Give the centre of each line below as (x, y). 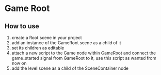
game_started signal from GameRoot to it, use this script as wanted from (84, 58)
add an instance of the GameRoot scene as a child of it (66, 43)
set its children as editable (38, 48)
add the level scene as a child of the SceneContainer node (70, 68)
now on (19, 63)
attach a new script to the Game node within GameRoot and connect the (84, 53)
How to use (22, 26)
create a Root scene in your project (47, 37)
